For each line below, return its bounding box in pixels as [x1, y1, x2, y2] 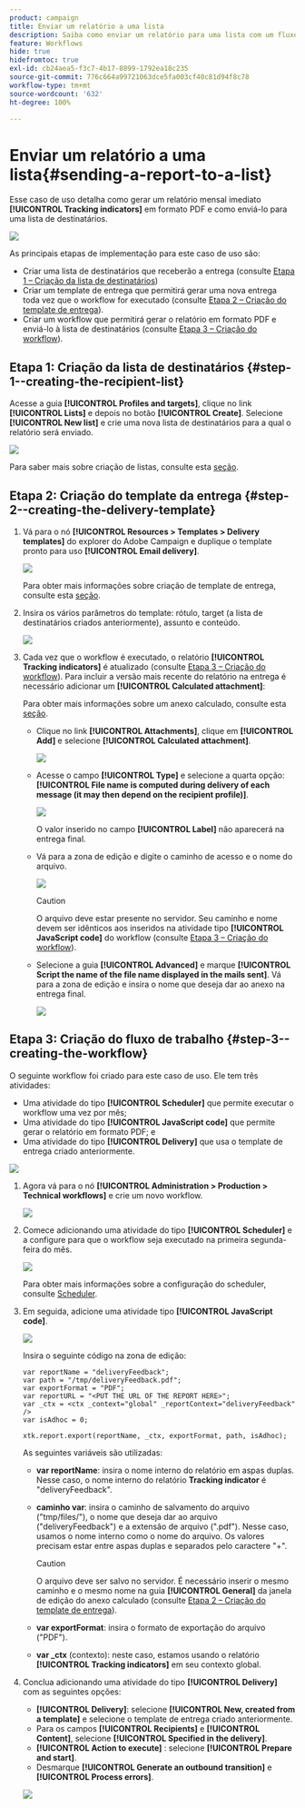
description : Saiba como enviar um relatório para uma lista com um [9, 30, 274, 39]
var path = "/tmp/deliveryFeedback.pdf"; [22, 1376, 182, 1385]
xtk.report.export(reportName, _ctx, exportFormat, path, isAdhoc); [22, 1431, 288, 1440]
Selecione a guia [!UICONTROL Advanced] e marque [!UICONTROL [35, 959, 291, 970]
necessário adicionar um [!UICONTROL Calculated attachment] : [22, 680, 266, 691]
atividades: [9, 1079, 51, 1090]
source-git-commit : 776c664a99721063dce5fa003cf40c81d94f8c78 [9, 73, 250, 82]
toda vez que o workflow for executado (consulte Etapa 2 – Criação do [22, 294, 288, 305]
